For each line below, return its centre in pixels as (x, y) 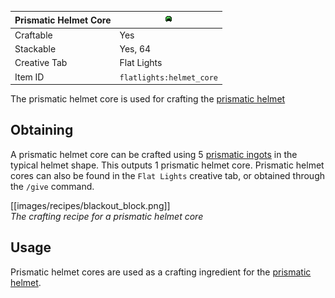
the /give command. (52, 186)
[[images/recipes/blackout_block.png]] (90, 205)
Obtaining (42, 130)
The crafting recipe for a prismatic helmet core (107, 216)
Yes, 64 (135, 49)
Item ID (29, 77)
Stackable (35, 49)
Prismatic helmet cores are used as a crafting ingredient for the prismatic (161, 272)
